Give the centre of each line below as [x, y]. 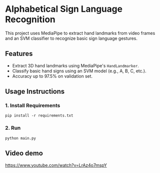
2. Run [13, 128]
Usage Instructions [35, 92]
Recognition [30, 19]
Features [19, 54]
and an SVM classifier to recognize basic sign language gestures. [71, 38]
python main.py [21, 138]
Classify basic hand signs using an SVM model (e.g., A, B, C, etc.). [79, 71]
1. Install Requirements [33, 106]
